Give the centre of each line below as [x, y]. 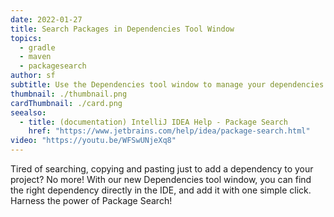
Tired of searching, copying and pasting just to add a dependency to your [162, 169]
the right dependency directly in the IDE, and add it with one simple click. [161, 190]
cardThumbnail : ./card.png [66, 103]
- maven [35, 57]
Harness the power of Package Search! [91, 200]
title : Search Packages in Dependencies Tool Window [122, 29]
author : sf [33, 76]
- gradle [37, 47]
